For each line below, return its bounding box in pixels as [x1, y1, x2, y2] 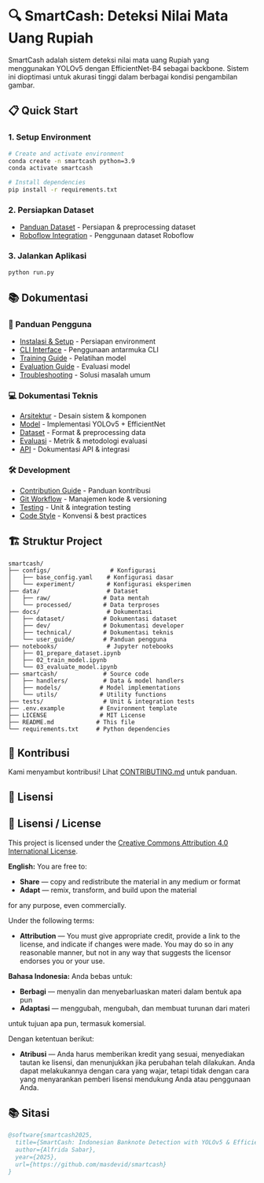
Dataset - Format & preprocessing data [19, 428, 146, 437]
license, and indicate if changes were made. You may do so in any [19, 939, 234, 949]
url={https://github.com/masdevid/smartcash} [15, 1160, 167, 1168]
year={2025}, [15, 1153, 58, 1162]
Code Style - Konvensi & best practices [19, 511, 147, 520]
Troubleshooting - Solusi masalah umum [19, 370, 151, 380]
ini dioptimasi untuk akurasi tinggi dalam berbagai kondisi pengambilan [8, 72, 238, 81]
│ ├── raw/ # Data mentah [8, 593, 149, 602]
